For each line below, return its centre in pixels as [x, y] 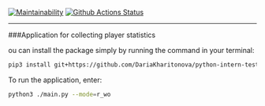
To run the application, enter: [55, 80]
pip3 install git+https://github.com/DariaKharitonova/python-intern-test [134, 65]
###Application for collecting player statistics [82, 35]
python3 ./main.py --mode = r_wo [60, 94]
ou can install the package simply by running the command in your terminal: [131, 50]
